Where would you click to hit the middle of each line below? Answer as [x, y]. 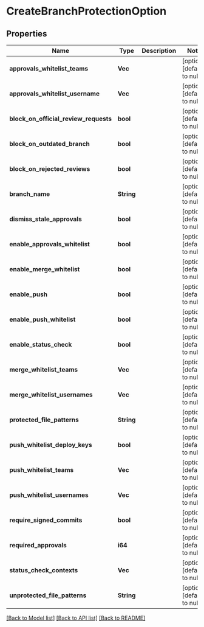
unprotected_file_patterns [48, 595]
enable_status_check [41, 345]
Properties [27, 34]
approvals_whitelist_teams [49, 68]
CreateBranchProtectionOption [87, 11]
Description [159, 51]
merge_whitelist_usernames [51, 395]
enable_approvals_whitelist [49, 244]
